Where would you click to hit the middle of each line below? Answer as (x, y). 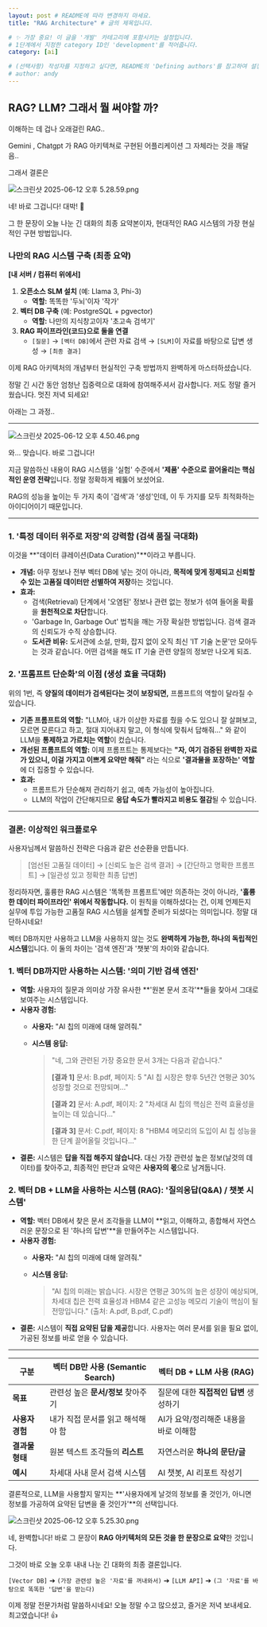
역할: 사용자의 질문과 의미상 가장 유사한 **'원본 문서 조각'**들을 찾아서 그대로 (139, 990)
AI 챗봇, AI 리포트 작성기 (200, 1473)
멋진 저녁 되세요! (63, 394)
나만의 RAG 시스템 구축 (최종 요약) (70, 255)
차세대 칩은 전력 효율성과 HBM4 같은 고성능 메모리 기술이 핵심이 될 (155, 1301)
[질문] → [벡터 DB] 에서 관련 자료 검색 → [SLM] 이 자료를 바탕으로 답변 (138, 341)
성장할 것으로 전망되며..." (90, 1087)
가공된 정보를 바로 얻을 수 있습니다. (74, 1338)
